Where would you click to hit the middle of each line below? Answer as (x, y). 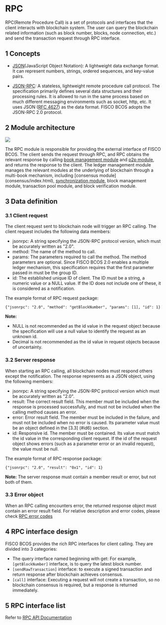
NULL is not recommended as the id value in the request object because (86, 326)
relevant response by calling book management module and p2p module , (80, 160)
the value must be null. (35, 449)
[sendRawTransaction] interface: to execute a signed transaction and (82, 569)
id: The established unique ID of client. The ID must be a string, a (79, 278)
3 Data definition (31, 201)
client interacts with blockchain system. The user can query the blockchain (82, 27)
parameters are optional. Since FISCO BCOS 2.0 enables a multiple (81, 262)
